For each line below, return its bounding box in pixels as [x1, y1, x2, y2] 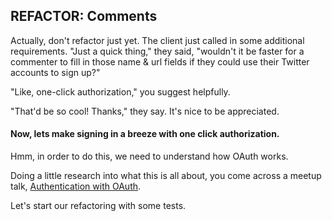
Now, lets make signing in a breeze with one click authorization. [10, 128, 280, 140]
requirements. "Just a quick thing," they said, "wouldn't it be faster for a [10, 45, 305, 57]
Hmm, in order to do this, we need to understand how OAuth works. [10, 150, 289, 163]
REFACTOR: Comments [10, 8, 158, 25]
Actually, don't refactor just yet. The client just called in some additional [10, 34, 305, 46]
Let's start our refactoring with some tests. [10, 200, 187, 212]
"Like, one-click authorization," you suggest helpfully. [10, 85, 231, 98]
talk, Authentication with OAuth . [10, 180, 142, 193]
